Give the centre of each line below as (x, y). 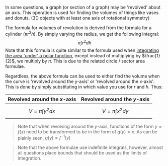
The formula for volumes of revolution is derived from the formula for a (78, 28)
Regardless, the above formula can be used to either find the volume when (82, 76)
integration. (29, 158)
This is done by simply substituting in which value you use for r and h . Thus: (84, 87)
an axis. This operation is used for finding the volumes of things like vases (82, 13)
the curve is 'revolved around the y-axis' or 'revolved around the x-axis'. (80, 81)
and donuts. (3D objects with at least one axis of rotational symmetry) (77, 18)
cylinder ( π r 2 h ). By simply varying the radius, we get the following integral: (82, 33)
